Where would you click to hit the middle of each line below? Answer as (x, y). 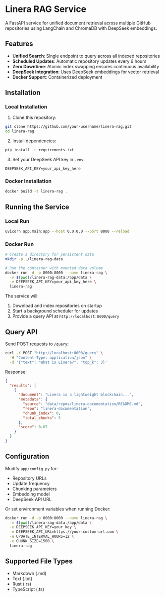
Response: (16, 372)
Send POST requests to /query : (37, 344)
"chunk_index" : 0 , (42, 413)
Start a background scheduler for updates (55, 311)
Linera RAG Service (46, 9)
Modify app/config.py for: (31, 468)
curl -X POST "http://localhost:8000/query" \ (54, 353)
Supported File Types (39, 561)
